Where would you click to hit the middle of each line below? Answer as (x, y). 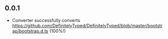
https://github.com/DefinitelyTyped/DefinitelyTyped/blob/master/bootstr (87, 25)
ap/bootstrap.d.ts (30, 31)
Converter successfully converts (46, 20)
